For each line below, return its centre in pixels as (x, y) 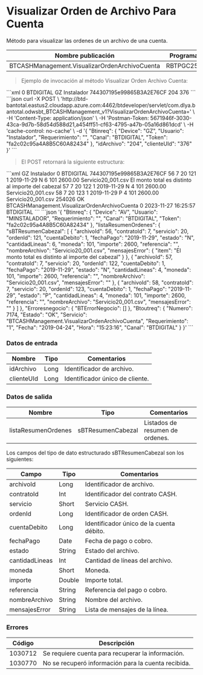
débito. (95, 531)
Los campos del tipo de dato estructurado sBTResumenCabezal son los (95, 453)
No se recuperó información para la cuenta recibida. (117, 663)
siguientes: (20, 459)
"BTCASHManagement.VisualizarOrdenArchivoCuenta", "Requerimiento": (97, 321)
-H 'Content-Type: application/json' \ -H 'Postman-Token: (78, 118)
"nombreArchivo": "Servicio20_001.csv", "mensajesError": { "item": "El (94, 250)
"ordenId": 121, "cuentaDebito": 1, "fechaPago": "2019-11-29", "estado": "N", (101, 237)
